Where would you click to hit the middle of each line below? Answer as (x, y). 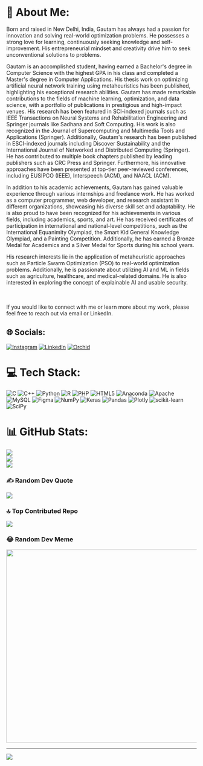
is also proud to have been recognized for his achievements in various (94, 213)
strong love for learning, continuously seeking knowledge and (83, 42)
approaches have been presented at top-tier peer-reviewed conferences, (97, 169)
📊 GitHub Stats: (47, 432)
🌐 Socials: (26, 333)
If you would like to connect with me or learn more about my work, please (98, 307)
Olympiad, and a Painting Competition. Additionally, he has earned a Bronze (101, 239)
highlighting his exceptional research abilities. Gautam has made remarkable (101, 92)
